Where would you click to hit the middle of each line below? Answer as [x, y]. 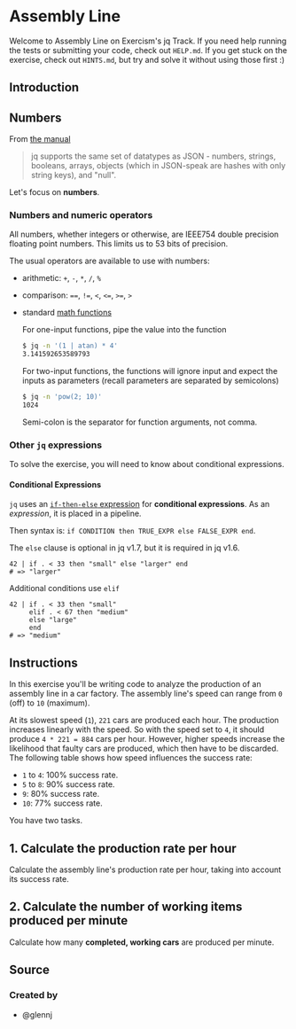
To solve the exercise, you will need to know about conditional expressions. [147, 464]
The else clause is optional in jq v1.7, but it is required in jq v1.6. [125, 548]
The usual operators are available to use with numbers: [109, 261]
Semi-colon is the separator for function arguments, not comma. [140, 422]
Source [30, 970]
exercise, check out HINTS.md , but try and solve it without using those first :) [147, 59]
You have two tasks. [46, 821]
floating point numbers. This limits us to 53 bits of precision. [119, 244]
